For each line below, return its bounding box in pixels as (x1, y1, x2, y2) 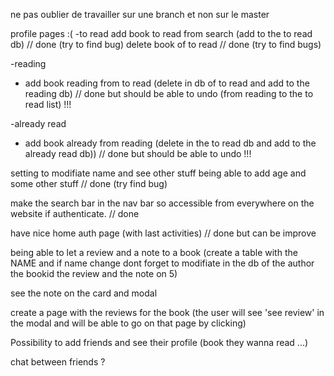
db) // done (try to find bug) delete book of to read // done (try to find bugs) (10, 39, 322, 50)
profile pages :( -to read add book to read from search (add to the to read (10, 28, 313, 39)
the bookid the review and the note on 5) (10, 268, 178, 279)
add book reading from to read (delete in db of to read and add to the (24, 77, 310, 89)
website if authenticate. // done (10, 208, 140, 219)
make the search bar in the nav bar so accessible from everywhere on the (10, 197, 315, 209)
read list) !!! (24, 99, 72, 110)
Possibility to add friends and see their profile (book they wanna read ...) (10, 337, 309, 348)
